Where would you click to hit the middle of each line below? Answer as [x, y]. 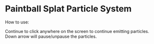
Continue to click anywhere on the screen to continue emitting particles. [77, 31]
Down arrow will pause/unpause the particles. [51, 36]
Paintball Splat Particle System [68, 9]
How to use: [17, 22]
